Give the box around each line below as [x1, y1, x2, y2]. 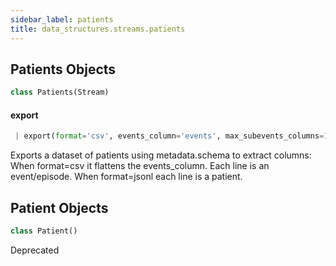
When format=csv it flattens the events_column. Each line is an [10, 160, 270, 172]
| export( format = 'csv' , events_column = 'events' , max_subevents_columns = [14, 131, 325, 141]
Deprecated [10, 244, 60, 256]
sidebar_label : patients [10, 14, 114, 25]
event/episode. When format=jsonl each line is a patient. [10, 171, 243, 183]
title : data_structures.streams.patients [10, 24, 186, 34]
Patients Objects [10, 61, 117, 78]
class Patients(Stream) [10, 87, 110, 98]
